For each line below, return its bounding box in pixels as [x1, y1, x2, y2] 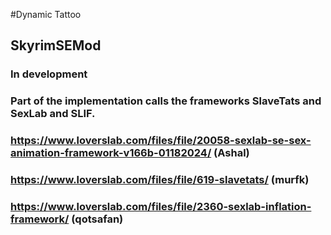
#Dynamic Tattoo [10, 9, 82, 20]
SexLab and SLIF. [10, 107, 96, 121]
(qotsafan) [71, 212, 124, 226]
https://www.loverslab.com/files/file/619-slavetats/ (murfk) [10, 173, 310, 187]
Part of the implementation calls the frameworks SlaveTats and [10, 94, 322, 108]
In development [10, 67, 88, 81]
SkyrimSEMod [10, 37, 102, 54]
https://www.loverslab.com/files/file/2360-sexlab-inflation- [10, 200, 312, 213]
